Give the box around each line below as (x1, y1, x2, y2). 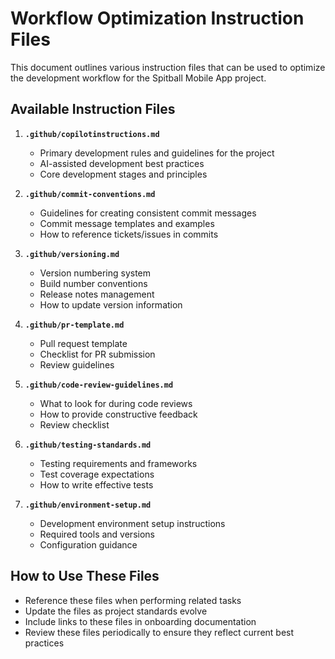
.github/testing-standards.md (24, 440, 152, 450)
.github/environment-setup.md (24, 500, 152, 510)
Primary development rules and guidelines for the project (39, 147, 275, 159)
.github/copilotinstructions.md (24, 129, 160, 139)
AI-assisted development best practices (39, 157, 205, 169)
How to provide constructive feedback (39, 408, 198, 420)
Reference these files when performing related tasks (24, 594, 242, 606)
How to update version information (39, 298, 183, 311)
